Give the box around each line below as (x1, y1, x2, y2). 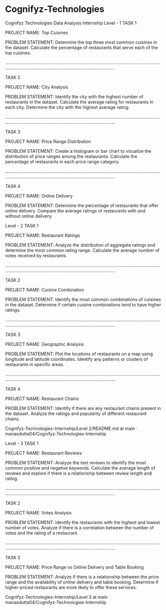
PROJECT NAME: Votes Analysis (5, 509, 72, 515)
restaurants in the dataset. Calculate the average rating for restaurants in (5, 99, 154, 105)
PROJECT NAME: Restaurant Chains (5, 396, 79, 402)
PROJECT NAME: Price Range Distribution (5, 138, 91, 144)
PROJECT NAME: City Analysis (5, 84, 68, 90)
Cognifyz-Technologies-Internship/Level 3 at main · (5, 594, 111, 600)
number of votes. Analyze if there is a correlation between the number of (5, 524, 154, 530)
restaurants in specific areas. (5, 361, 64, 367)
